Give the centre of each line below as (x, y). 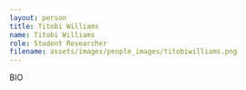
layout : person (38, 18)
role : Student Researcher (58, 43)
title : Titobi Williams (54, 26)
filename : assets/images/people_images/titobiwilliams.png (123, 52)
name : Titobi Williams (52, 35)
